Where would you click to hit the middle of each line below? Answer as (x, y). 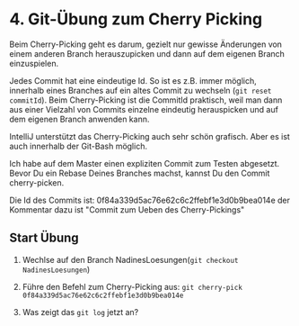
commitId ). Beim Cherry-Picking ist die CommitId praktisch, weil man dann (146, 100)
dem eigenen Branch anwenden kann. (79, 119)
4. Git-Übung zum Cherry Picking (136, 19)
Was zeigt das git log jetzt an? (80, 312)
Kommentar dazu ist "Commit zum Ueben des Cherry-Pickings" (127, 209)
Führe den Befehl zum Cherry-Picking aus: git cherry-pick (132, 286)
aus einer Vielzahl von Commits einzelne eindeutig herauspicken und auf (144, 109)
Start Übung (44, 238)
